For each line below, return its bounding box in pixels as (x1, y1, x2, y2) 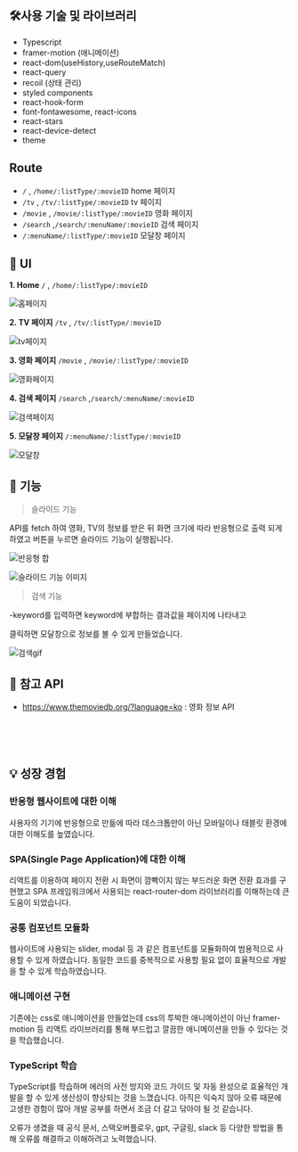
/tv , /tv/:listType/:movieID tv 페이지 (21, 196, 162, 207)
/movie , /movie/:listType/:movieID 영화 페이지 (21, 208, 193, 218)
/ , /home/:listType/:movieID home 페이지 (21, 185, 176, 196)
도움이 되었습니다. (9, 897, 72, 908)
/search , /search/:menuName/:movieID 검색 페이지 (21, 218, 199, 229)
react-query (21, 66, 67, 78)
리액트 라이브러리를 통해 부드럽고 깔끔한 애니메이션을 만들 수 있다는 (45, 1024, 278, 1034)
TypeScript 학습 (9, 1059, 77, 1072)
